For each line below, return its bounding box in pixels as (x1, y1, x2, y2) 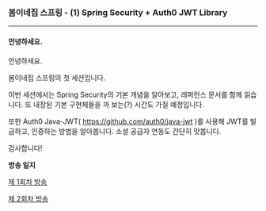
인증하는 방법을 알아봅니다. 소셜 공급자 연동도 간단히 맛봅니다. (31, 126, 222, 136)
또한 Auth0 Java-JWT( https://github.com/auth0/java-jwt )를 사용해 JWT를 (8, 117, 249, 126)
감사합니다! (8, 143, 43, 152)
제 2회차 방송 (8, 194, 49, 203)
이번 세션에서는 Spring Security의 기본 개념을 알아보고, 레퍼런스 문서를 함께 (8, 90, 243, 99)
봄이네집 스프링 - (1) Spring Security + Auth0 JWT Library (8, 6, 228, 17)
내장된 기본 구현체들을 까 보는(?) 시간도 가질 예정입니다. (32, 99, 204, 109)
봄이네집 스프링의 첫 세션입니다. (8, 73, 106, 82)
